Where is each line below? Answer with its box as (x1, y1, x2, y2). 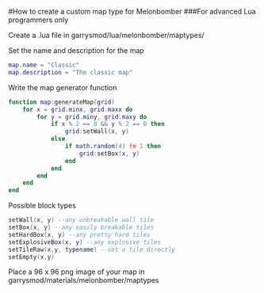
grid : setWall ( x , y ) (64, 127, 129, 135)
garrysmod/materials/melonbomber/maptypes (8, 276, 160, 285)
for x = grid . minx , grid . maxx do (22, 105, 133, 113)
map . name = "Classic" (8, 61, 80, 69)
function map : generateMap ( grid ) (8, 98, 115, 106)
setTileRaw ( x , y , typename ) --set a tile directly (8, 245, 176, 253)
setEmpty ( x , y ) (8, 253, 55, 261)
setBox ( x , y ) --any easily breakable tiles (8, 223, 155, 231)
